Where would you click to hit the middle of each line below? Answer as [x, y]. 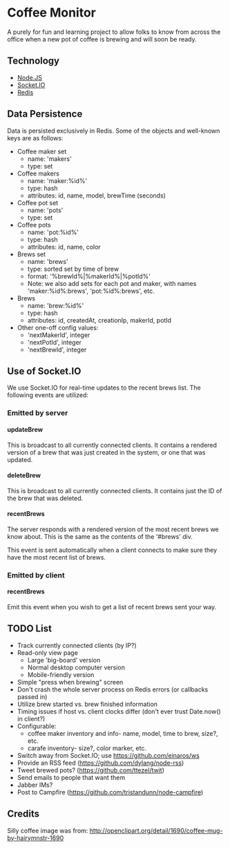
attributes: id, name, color [64, 247]
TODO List [29, 629]
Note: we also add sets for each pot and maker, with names [112, 283]
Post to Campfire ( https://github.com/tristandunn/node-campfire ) [110, 792]
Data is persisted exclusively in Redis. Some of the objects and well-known [114, 131]
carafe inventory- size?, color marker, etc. [87, 748]
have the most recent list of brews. [56, 557]
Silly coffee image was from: [48, 830]
